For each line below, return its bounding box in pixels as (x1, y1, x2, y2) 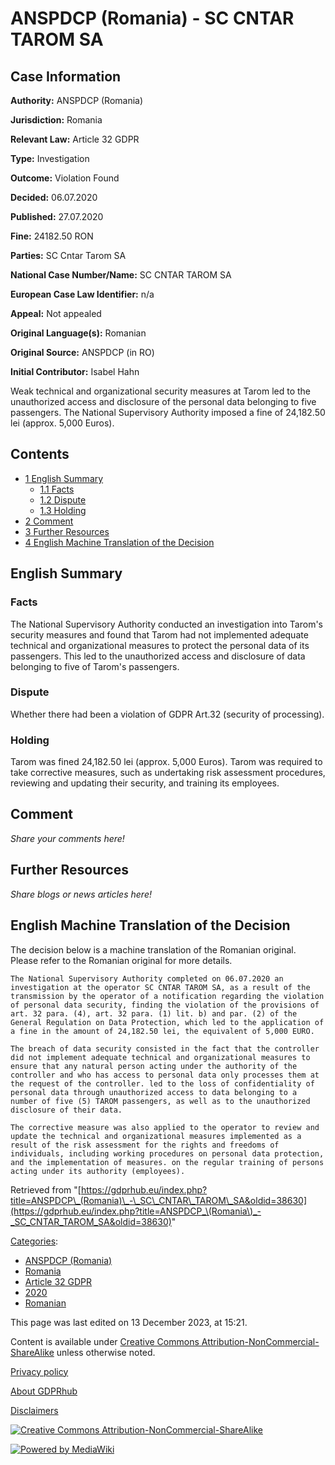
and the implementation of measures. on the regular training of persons (10, 1157, 325, 1167)
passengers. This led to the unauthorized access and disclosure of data (10, 650, 306, 662)
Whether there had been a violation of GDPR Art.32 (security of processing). (10, 708, 325, 720)
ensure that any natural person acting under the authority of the (10, 1061, 298, 1071)
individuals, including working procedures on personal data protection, (10, 1148, 325, 1159)
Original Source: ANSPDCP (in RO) (10, 347, 155, 358)
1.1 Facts (39, 483, 75, 495)
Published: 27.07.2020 (10, 211, 104, 222)
